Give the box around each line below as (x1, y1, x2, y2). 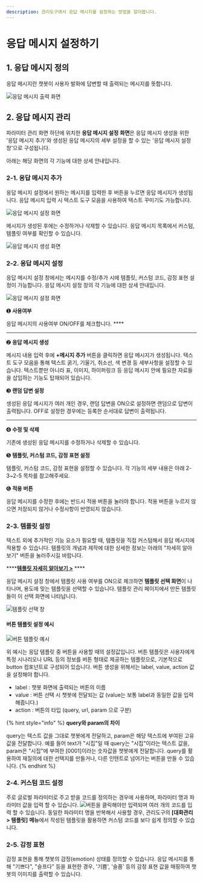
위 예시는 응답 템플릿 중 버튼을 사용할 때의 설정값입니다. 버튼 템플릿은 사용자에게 (6, 648, 195, 655)
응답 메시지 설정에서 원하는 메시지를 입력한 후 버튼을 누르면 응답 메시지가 (6, 189, 177, 196)
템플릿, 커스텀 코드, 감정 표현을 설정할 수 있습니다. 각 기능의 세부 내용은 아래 (6, 464, 185, 472)
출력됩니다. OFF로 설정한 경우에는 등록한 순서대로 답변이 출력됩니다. (6, 408, 167, 415)
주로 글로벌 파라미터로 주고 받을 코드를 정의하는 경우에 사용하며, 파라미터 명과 (6, 793, 188, 801)
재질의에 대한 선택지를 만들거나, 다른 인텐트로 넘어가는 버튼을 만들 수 (22, 754, 184, 762)
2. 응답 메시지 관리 (6, 112, 71, 123)
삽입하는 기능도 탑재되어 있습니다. (12, 374, 92, 382)
